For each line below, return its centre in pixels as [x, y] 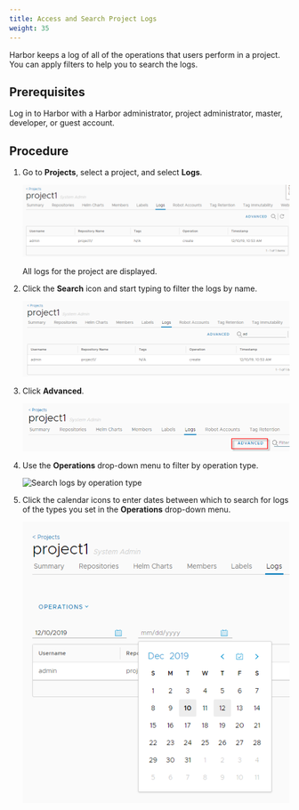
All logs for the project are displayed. [89, 271]
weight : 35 [29, 28]
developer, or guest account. [62, 123]
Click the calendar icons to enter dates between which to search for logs [155, 499]
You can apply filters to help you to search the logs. [104, 64]
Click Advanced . [53, 391]
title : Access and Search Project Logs [83, 19]
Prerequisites [47, 92]
